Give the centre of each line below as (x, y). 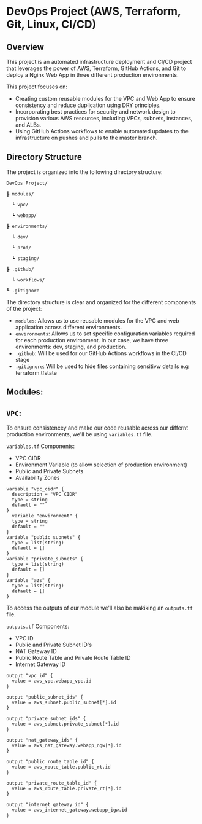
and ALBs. (28, 125)
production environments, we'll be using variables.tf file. (80, 434)
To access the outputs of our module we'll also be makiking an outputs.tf (99, 608)
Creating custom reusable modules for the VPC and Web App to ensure (105, 99)
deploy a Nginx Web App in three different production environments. (92, 75)
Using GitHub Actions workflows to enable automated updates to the (102, 131)
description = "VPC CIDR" (45, 495)
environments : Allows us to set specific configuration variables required (105, 334)
